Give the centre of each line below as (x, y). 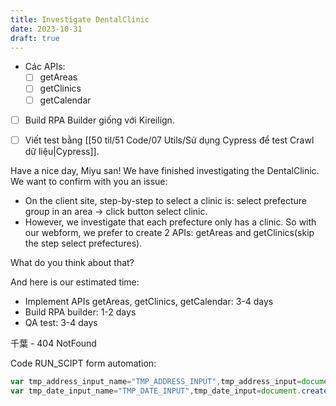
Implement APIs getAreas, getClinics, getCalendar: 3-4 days (149, 301)
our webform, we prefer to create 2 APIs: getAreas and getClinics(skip (169, 232)
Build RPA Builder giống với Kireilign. (99, 120)
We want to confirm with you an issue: (89, 181)
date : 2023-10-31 (46, 29)
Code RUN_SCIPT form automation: (83, 363)
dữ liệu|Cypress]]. (62, 151)
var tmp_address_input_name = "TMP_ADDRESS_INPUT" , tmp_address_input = (156, 381)
